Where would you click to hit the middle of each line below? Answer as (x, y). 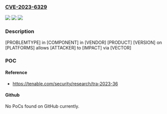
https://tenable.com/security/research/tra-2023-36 (65, 83)
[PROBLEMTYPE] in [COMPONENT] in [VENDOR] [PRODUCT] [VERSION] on (84, 42)
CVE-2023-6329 (26, 7)
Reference (16, 72)
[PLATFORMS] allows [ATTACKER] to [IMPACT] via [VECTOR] (68, 47)
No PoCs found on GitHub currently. (42, 106)
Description (20, 31)
